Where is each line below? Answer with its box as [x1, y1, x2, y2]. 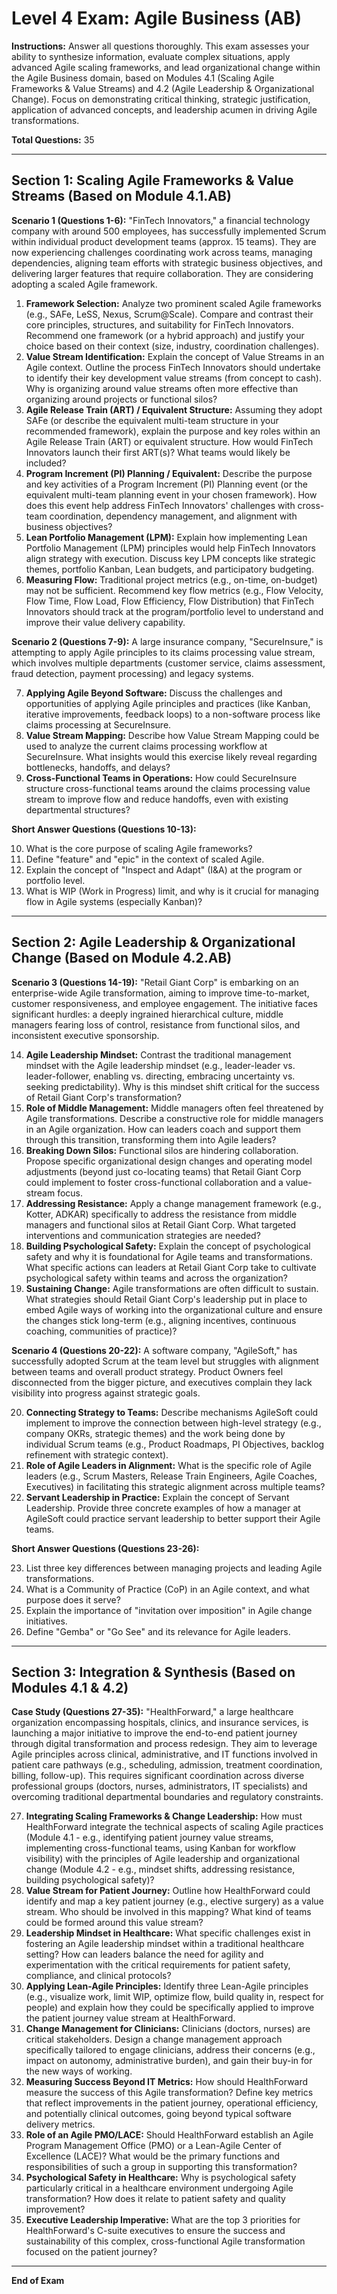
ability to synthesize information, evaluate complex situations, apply [11, 50, 291, 62]
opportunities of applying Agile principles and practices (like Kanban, [25, 697, 311, 709]
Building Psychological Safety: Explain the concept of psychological [25, 1240, 311, 1252]
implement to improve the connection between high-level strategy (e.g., [25, 1417, 322, 1429]
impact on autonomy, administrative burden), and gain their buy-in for [25, 2055, 313, 2067]
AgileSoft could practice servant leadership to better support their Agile [25, 1512, 321, 1524]
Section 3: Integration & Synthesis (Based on [11, 1663, 296, 1681]
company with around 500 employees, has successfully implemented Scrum [11, 225, 327, 237]
